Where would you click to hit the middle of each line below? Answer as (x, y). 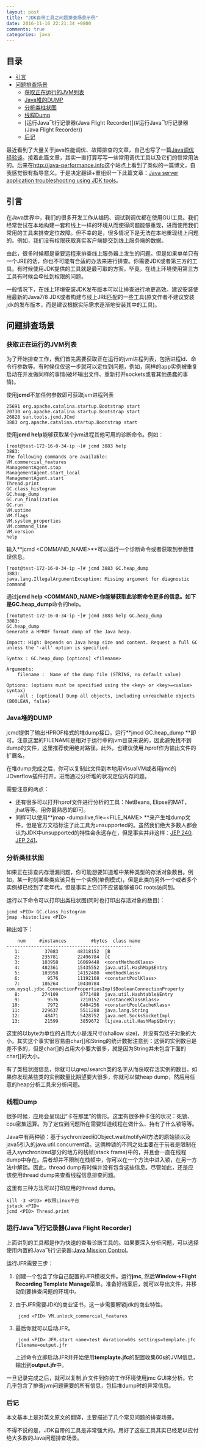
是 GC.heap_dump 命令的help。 (45, 604)
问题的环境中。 (61, 1291)
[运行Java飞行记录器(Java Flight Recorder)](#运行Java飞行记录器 (106, 122)
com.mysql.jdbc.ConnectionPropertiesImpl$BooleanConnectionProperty (95, 989)
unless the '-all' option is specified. (59, 648)
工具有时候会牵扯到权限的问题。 (46, 276)
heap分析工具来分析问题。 (50, 1084)
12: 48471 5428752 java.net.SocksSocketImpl (91, 1016)
